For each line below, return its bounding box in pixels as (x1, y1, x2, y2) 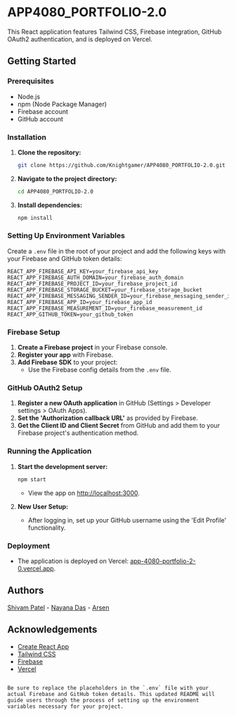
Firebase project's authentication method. (17, 429, 139, 438)
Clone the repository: (17, 148, 81, 157)
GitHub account (17, 114, 63, 123)
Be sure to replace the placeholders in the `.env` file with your (7, 684, 209, 692)
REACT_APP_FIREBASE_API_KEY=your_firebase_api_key (7, 268, 159, 275)
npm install (17, 214, 53, 221)
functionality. (27, 523, 66, 532)
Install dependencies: (17, 201, 83, 209)
